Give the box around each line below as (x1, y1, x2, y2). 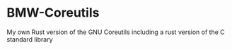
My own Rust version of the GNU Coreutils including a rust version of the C (6, 28, 225, 36)
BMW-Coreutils (6, 5, 100, 21)
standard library (6, 35, 53, 43)
